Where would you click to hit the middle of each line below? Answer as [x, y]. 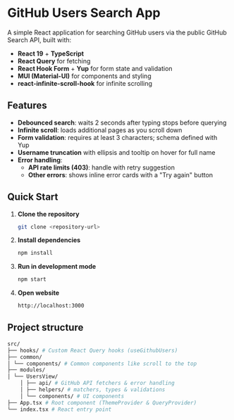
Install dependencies [49, 240]
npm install [35, 253]
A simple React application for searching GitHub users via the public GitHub [117, 32]
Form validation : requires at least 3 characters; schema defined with [117, 137]
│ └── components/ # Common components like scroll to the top [102, 364]
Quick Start [33, 197]
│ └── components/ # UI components [72, 396]
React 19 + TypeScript [51, 53]
